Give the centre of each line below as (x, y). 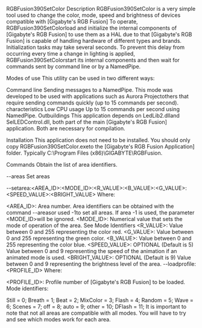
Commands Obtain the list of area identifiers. (62, 165)
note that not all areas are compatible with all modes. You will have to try (96, 313)
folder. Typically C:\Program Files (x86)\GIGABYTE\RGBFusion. (84, 153)
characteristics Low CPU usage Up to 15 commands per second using (93, 109)
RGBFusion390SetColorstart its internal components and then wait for (93, 60)
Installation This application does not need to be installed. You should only (99, 140)
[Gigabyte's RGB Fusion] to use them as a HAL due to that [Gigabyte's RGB (99, 34)
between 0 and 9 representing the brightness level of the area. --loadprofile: (101, 264)
